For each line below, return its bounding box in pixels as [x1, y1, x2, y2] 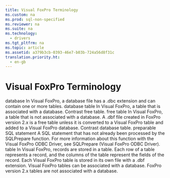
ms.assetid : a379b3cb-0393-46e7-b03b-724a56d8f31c [5, 50, 115, 55]
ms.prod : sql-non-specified [5, 17, 65, 22]
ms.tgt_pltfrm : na [5, 41, 44, 46]
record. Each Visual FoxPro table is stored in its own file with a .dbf [5, 157, 145, 163]
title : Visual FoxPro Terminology [5, 7, 79, 13]
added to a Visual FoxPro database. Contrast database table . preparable [5, 125, 156, 131]
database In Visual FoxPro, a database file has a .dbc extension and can [5, 98, 156, 104]
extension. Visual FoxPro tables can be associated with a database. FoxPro [5, 163, 162, 169]
